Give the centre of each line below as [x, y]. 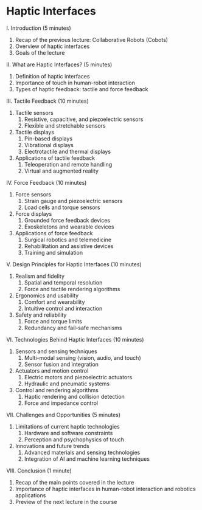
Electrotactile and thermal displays [68, 151]
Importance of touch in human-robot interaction [75, 83]
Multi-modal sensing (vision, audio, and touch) [82, 357]
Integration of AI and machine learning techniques [87, 459]
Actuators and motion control [52, 370]
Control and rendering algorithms [57, 390]
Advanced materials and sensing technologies [82, 452]
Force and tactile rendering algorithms [72, 289]
